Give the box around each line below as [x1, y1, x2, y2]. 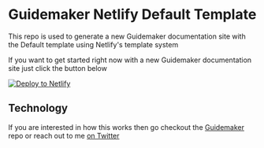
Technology [8, 102, 69, 115]
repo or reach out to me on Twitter [8, 131, 120, 140]
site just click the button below [8, 63, 108, 72]
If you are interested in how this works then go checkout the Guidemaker [8, 122, 245, 131]
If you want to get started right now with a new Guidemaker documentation [8, 55, 252, 65]
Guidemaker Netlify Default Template [8, 6, 257, 24]
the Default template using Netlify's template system [8, 39, 179, 49]
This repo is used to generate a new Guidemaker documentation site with [8, 31, 246, 41]
